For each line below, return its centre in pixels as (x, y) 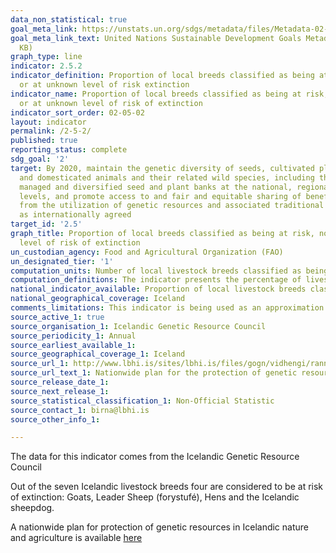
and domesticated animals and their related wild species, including (167, 177)
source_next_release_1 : (60, 391)
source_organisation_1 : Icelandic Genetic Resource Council (138, 326)
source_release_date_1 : (60, 382)
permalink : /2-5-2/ (51, 131)
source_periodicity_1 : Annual (73, 336)
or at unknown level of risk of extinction (111, 103)
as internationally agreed (75, 215)
